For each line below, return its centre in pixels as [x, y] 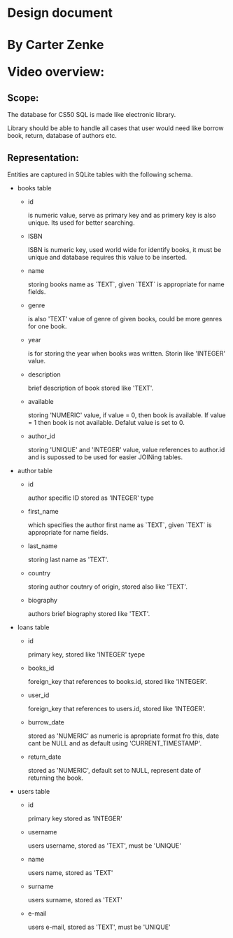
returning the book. [56, 778]
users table [34, 791]
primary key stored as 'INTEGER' [75, 818]
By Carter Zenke [56, 45]
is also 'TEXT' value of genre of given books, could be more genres [125, 319]
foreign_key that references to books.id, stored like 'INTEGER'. [118, 681]
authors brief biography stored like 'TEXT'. [89, 614]
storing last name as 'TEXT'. [68, 559]
